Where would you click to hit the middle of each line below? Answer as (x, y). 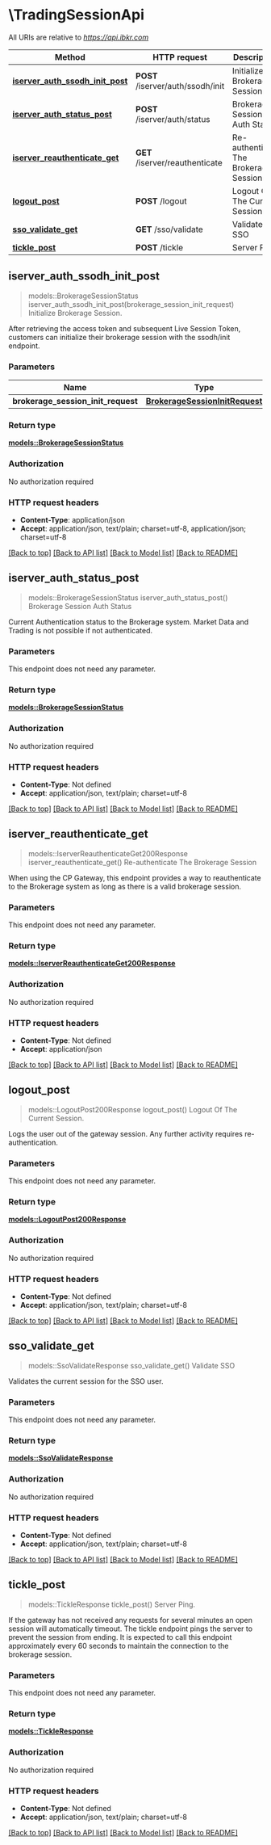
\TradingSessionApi (77, 15)
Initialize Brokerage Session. (75, 313)
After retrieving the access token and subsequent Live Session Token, (125, 328)
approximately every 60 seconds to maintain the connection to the (119, 1645)
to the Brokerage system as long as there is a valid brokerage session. (125, 886)
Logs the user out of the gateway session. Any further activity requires (126, 1133)
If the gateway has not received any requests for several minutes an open (130, 1620)
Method (71, 57)
